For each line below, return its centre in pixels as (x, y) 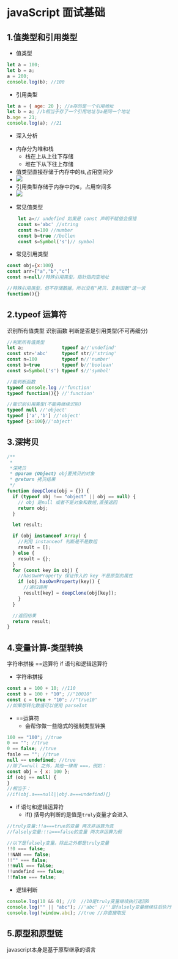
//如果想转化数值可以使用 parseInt (47, 705)
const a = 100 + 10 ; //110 (41, 689)
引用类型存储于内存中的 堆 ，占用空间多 (64, 187)
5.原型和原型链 (35, 934)
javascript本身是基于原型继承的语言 (52, 949)
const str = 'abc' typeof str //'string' (62, 354)
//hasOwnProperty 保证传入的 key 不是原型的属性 (76, 576)
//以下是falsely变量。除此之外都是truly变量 (58, 843)
